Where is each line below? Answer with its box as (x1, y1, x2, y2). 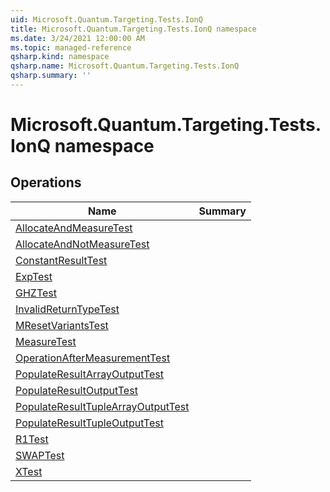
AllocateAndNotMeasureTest (15, 237, 150, 251)
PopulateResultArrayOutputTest (15, 367, 164, 381)
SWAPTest (15, 448, 65, 462)
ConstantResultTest (15, 253, 108, 267)
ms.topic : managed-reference (10, 42, 132, 53)
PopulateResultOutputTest (15, 383, 138, 397)
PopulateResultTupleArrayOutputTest (15, 399, 190, 413)
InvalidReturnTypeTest (15, 302, 120, 316)
